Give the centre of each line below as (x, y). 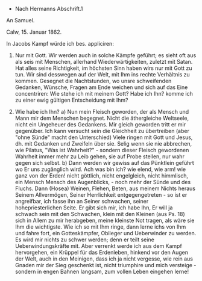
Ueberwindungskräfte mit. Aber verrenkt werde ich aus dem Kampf (98, 246)
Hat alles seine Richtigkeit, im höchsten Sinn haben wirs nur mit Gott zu (103, 68)
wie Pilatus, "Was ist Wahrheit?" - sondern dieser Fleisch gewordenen (102, 150)
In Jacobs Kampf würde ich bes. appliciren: (60, 44)
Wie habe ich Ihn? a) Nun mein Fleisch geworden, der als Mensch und (102, 112)
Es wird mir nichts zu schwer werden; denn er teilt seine (85, 239)
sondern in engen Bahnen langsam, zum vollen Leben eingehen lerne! (102, 271)
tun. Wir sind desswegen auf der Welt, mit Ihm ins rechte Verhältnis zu (102, 74)
